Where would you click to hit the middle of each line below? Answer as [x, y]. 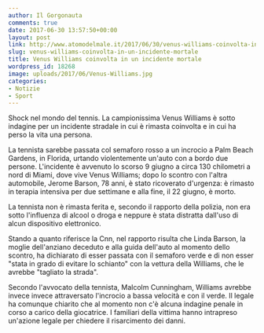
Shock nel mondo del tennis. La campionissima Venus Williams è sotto [122, 118]
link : [17, 45]
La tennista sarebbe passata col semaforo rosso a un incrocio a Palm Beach [131, 150]
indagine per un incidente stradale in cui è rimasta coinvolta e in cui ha [122, 126]
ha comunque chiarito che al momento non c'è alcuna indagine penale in [126, 304]
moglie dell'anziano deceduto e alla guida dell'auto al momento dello [119, 247]
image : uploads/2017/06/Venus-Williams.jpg [81, 74]
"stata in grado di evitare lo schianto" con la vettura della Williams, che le [126, 264]
